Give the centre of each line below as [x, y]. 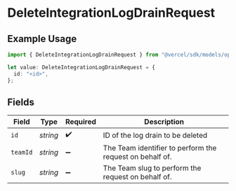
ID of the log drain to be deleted [155, 135]
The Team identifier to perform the [160, 148]
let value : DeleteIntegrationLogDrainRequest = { [81, 67]
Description [164, 122]
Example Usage [42, 39]
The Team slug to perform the [152, 168]
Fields [21, 102]
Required [81, 122]
